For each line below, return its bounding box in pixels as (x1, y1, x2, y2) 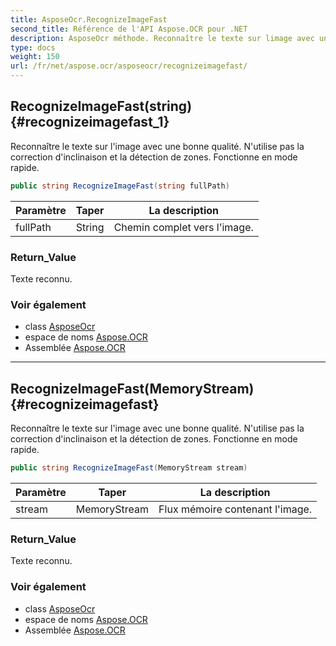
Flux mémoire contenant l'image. (158, 502, 313, 516)
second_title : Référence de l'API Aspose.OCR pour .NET (10, 24, 248, 34)
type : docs (10, 42, 56, 53)
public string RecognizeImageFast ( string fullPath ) (10, 181, 230, 191)
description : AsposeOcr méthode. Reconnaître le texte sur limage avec (10, 33, 315, 43)
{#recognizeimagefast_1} (10, 114, 170, 131)
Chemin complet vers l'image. (113, 220, 254, 234)
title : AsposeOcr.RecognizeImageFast (10, 14, 168, 25)
